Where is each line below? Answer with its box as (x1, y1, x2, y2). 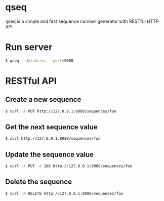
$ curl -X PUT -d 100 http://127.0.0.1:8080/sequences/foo (5, 164, 133, 169)
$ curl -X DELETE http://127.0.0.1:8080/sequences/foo (5, 191, 124, 196)
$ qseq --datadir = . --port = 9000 (5, 58, 73, 63)
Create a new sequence (5, 95, 81, 104)
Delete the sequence (5, 178, 72, 186)
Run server (5, 42, 53, 53)
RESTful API (5, 75, 57, 87)
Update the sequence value (5, 150, 94, 158)
